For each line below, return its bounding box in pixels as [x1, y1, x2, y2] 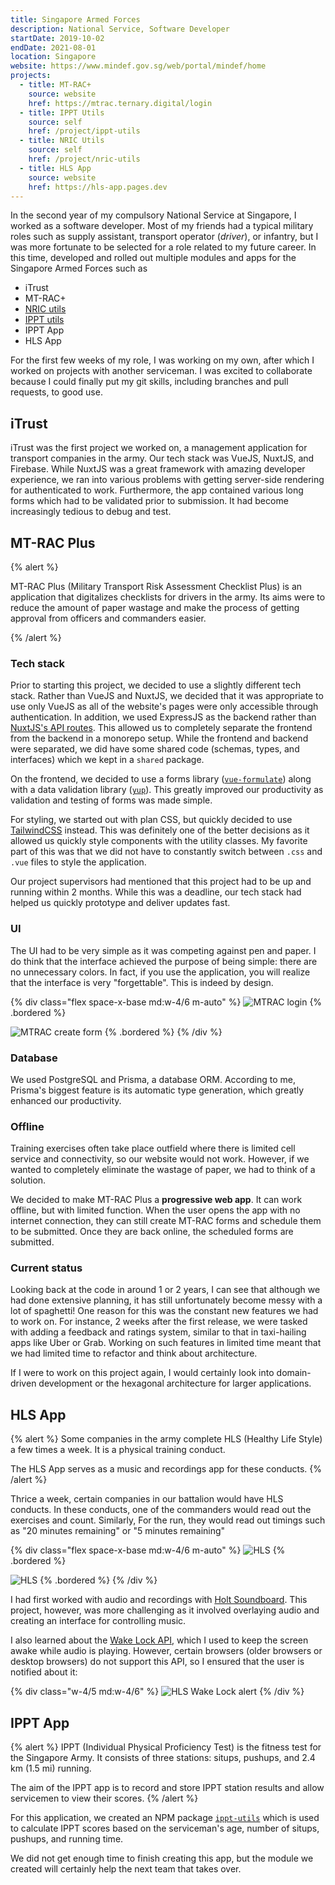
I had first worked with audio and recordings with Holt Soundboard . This [10, 1594, 308, 1606]
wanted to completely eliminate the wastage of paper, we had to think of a [10, 1164, 316, 1176]
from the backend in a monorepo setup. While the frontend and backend [10, 732, 309, 745]
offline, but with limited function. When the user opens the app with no [10, 1204, 301, 1216]
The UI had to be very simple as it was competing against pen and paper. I [10, 944, 317, 956]
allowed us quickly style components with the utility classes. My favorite [10, 835, 308, 847]
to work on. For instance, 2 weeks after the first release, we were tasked [10, 1316, 308, 1328]
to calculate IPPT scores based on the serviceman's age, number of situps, [10, 1822, 320, 1835]
